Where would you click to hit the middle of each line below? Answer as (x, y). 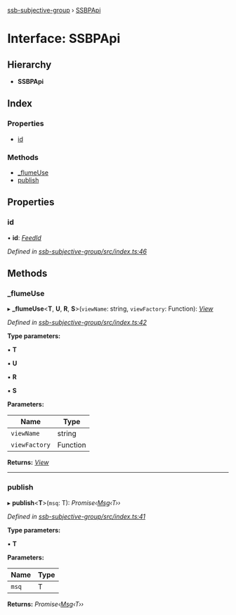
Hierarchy (29, 64)
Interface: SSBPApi (64, 39)
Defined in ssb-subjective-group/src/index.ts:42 (77, 323)
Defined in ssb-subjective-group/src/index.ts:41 (77, 516)
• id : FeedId (25, 237)
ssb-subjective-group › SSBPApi (54, 10)
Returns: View (28, 462)
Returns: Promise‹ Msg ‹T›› (46, 604)
